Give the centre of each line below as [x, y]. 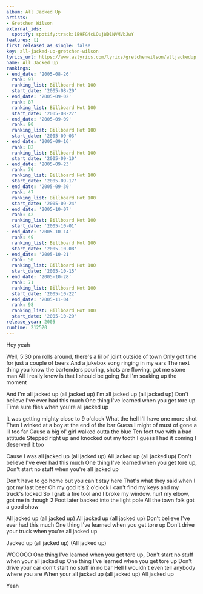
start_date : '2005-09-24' [45, 204]
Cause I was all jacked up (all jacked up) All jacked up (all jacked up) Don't [99, 456]
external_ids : [24, 29]
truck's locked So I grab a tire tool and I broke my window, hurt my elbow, [98, 493]
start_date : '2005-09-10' [45, 158]
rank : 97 [23, 79]
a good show [22, 506]
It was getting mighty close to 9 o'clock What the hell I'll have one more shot [101, 418]
